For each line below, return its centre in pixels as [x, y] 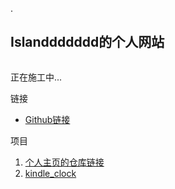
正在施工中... [36, 77]
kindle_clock [50, 173]
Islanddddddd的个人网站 [87, 42]
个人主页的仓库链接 [64, 162]
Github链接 [47, 119]
